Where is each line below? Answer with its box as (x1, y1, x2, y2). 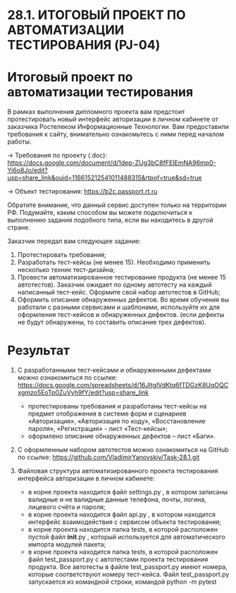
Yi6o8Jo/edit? (7, 166, 48, 175)
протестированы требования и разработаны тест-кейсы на (27, 402, 207, 411)
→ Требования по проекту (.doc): (7, 151, 108, 160)
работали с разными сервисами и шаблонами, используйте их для (17, 303, 221, 311)
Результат (7, 342, 70, 358)
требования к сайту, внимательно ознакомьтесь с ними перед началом (7, 130, 224, 139)
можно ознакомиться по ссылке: (17, 373, 118, 382)
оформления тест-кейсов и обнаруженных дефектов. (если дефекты (17, 311, 225, 319)
